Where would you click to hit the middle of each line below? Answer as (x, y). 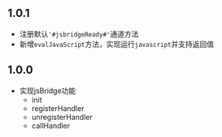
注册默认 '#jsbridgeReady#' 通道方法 (79, 34)
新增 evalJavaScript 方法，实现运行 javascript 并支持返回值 (117, 44)
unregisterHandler (62, 117)
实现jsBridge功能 (48, 90)
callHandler (51, 126)
